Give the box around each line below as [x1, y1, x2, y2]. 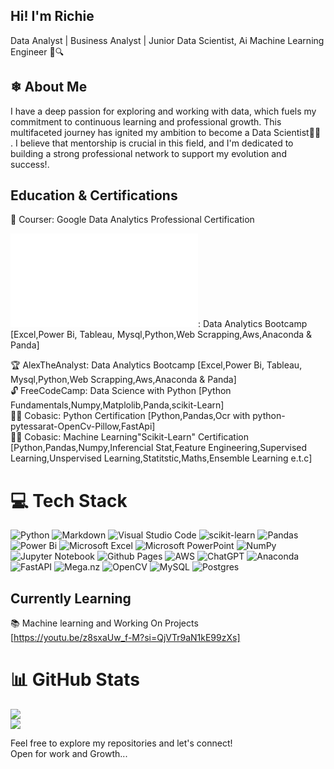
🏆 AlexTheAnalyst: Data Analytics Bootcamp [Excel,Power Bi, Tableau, [10, 359, 303, 371]
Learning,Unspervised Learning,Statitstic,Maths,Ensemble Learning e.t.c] [10, 452, 313, 464]
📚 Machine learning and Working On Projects [10, 617, 199, 629]
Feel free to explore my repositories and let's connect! [10, 737, 233, 749]
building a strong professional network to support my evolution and [10, 147, 287, 159]
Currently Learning [10, 590, 132, 607]
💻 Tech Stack [10, 489, 128, 512]
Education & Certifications [10, 187, 178, 204]
